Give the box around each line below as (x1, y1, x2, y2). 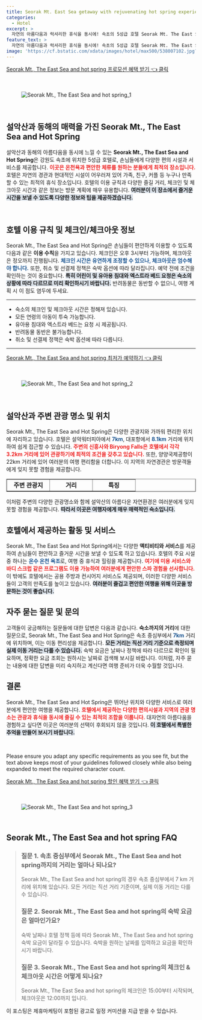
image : (6, 48, 23, 54)
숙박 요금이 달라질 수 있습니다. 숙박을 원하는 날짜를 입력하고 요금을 (20, 938, 177, 946)
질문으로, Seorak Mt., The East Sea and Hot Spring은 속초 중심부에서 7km (6, 632, 185, 639)
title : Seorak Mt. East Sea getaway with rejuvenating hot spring (6, 8, 176, 15)
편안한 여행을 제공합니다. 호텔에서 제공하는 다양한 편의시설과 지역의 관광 (22, 706, 190, 713)
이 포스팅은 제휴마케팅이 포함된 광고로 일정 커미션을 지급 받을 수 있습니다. (6, 1007, 178, 1015)
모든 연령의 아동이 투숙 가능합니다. (14, 313, 96, 321)
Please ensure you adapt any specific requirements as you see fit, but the (6, 752, 189, 760)
